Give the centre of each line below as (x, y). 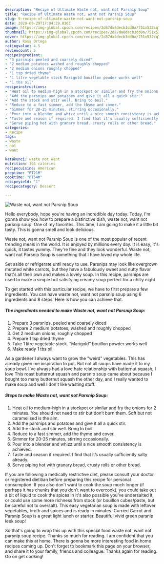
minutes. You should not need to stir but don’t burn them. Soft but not (82, 413)
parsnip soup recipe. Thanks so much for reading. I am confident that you (79, 536)
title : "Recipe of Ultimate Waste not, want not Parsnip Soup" (71, 14)
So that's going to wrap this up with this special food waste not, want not (78, 530)
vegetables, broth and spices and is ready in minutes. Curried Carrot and (78, 510)
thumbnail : (16, 32)
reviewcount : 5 (20, 50)
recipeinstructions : (26, 87)
